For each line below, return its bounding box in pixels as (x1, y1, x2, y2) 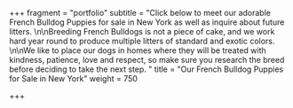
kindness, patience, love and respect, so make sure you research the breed (9, 55, 285, 65)
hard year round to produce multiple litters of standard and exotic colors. (9, 35, 275, 46)
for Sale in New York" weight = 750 (9, 73, 138, 83)
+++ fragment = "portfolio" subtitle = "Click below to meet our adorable (9, 8, 271, 18)
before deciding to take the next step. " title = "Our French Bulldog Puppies (9, 64, 284, 74)
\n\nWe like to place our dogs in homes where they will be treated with (9, 45, 266, 56)
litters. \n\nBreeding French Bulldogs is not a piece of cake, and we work (9, 27, 275, 36)
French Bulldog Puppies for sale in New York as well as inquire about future (9, 17, 285, 27)
